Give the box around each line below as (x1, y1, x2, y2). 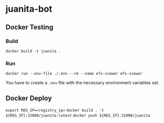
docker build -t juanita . (5, 49, 61, 53)
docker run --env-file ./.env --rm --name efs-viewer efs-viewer (5, 71, 142, 76)
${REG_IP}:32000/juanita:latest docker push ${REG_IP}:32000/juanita (5, 113, 151, 118)
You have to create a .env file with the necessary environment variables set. (5, 80, 160, 86)
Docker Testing (5, 23, 54, 31)
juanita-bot (5, 3, 53, 15)
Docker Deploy (5, 94, 52, 102)
